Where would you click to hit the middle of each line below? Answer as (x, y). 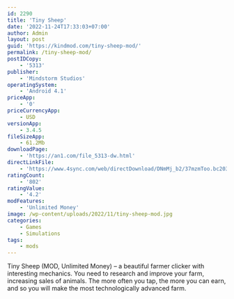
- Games (31, 227)
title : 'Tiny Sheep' (37, 20)
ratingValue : (26, 188)
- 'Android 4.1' (44, 91)
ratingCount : (26, 175)
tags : (15, 240)
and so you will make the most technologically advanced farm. (97, 289)
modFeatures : (26, 201)
